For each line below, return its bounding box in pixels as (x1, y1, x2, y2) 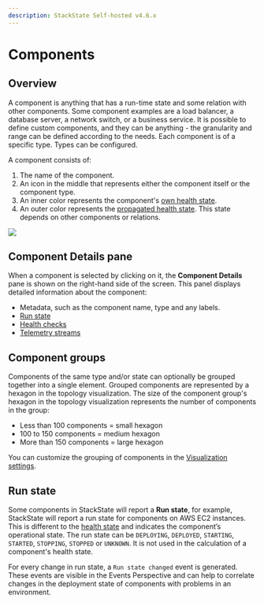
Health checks (19, 320, 67, 329)
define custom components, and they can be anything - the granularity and (8, 123, 252, 133)
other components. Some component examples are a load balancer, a (8, 106, 234, 115)
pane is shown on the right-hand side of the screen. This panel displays (8, 279, 241, 289)
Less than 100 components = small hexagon (19, 421, 163, 430)
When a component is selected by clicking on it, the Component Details (8, 271, 243, 280)
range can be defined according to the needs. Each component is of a (8, 131, 236, 140)
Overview (8, 77, 58, 91)
